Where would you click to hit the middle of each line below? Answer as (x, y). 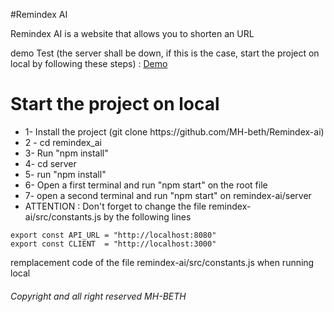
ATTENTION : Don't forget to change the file (115, 206)
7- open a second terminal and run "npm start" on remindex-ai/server (168, 195)
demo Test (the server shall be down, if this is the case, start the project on (165, 53)
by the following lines (147, 216)
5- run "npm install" (65, 174)
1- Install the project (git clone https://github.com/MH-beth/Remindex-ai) (174, 131)
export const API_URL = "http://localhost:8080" (113, 235)
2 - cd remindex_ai (63, 142)
